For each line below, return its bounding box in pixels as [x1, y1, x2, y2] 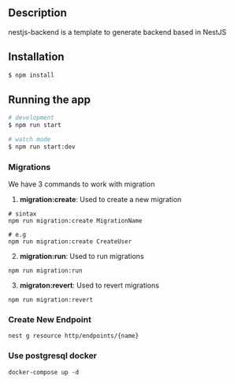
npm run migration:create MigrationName [8, 217, 143, 225]
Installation [8, 51, 65, 64]
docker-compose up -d [8, 368, 80, 376]
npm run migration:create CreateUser [8, 238, 132, 246]
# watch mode [8, 136, 51, 144]
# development [8, 114, 55, 122]
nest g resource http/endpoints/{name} [8, 332, 139, 340]
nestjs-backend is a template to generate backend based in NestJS [8, 27, 227, 36]
